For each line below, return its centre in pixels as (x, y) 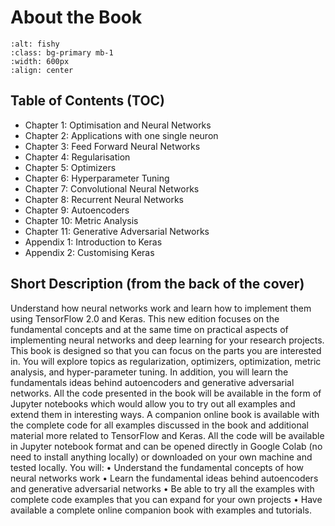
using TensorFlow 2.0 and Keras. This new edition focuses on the (145, 318)
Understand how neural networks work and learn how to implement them (161, 308)
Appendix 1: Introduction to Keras (93, 242)
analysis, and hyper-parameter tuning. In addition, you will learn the (149, 372)
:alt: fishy (35, 44)
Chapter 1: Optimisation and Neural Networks (118, 125)
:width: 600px (40, 61)
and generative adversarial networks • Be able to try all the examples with (162, 488)
